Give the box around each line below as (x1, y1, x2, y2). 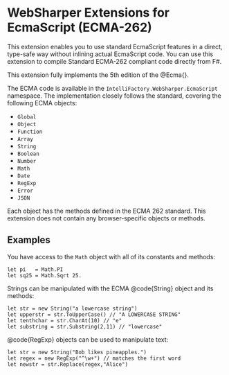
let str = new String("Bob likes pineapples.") (7, 349, 147, 356)
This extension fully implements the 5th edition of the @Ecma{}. (7, 71, 189, 79)
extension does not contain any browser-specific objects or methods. (7, 213, 205, 223)
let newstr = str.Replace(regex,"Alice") (7, 360, 129, 368)
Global (17, 113, 37, 121)
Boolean (17, 150, 39, 157)
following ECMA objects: (7, 98, 77, 107)
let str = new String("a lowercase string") (7, 305, 138, 312)
